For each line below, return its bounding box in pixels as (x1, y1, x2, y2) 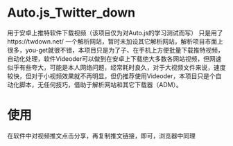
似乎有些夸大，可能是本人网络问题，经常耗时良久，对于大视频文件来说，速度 (7, 63, 226, 71)
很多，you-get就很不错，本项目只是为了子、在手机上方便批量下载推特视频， (7, 46, 224, 54)
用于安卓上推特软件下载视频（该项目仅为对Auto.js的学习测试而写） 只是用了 (7, 28, 223, 37)
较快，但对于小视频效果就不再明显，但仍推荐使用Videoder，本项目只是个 (7, 71, 216, 80)
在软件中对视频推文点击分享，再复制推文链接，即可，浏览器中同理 (7, 131, 196, 140)
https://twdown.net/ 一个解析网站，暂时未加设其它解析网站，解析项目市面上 (7, 37, 223, 46)
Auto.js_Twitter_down (7, 5, 136, 21)
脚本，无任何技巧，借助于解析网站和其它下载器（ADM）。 (19, 80, 182, 89)
